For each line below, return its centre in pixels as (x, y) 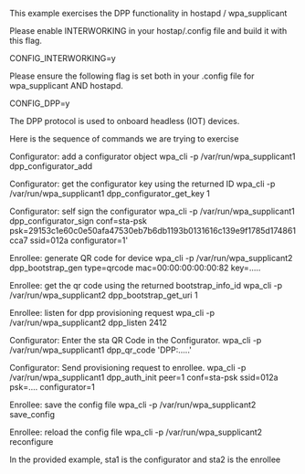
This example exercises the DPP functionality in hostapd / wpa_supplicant (148, 13)
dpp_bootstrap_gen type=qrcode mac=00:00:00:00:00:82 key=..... (135, 268)
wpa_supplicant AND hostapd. (66, 85)
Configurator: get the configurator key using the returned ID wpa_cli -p (142, 184)
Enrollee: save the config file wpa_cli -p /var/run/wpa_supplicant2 (133, 405)
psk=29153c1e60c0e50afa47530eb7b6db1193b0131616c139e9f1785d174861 (153, 231)
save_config (32, 414)
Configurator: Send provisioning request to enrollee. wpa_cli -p (128, 368)
